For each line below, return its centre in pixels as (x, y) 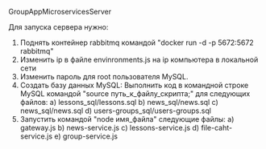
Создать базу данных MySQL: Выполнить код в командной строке (134, 85)
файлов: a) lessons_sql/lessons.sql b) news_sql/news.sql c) (119, 102)
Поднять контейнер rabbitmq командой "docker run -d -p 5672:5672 (137, 42)
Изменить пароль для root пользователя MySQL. (104, 77)
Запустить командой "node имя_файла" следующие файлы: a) (127, 119)
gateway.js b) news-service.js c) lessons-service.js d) (110, 128)
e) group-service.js (86, 136)
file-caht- (216, 128)
